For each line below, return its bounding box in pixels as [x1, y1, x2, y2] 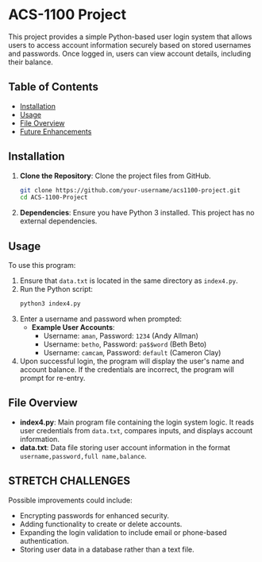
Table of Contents [8, 80, 99, 94]
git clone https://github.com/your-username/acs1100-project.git [19, 186, 241, 194]
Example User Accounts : [31, 323, 115, 331]
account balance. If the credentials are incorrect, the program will [19, 365, 234, 374]
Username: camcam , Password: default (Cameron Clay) [43, 348, 222, 357]
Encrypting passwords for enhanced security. [19, 510, 169, 520]
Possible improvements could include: [8, 495, 133, 505]
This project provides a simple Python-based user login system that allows [8, 32, 252, 41]
